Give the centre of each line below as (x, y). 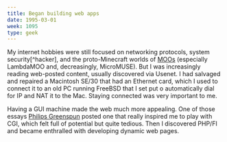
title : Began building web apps (53, 13)
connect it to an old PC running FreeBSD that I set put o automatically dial (111, 88)
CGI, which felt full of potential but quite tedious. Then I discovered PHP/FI (112, 123)
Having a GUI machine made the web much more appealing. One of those (111, 109)
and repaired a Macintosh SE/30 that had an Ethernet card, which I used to (112, 81)
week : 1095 (23, 26)
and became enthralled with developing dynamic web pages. (93, 131)
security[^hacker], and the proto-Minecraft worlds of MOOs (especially (107, 60)
